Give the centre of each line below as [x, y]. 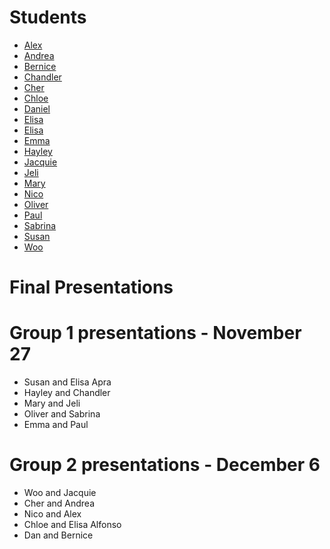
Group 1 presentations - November [155, 333]
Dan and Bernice [58, 535]
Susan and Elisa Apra [67, 382]
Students [48, 17]
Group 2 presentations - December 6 [165, 465]
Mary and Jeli [52, 403]
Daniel [37, 108]
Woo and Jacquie [60, 492]
